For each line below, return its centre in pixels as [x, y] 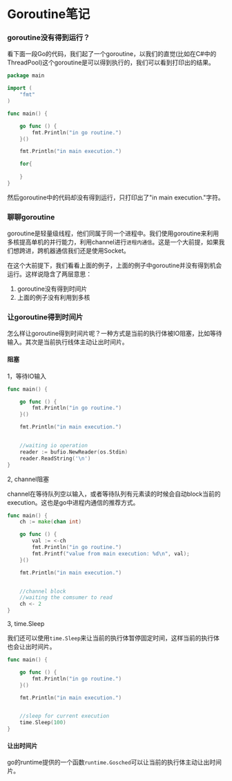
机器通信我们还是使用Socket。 [86, 251]
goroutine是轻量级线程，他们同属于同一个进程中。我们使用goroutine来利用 [113, 233]
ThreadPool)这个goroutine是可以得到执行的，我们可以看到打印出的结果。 [111, 62]
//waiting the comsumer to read [66, 598]
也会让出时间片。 [31, 647]
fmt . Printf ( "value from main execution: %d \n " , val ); [111, 554]
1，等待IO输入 [27, 376]
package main [26, 76]
